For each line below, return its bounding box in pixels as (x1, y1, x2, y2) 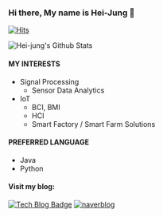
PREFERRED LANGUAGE (8, 137, 90, 147)
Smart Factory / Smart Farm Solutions (31, 119, 156, 128)
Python (19, 164, 44, 173)
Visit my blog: (8, 182, 56, 191)
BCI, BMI (31, 102, 61, 112)
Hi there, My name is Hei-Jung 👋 (8, 7, 135, 18)
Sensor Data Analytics (31, 85, 105, 95)
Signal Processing (19, 77, 80, 86)
